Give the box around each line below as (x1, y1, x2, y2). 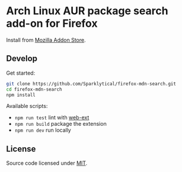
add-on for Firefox (6, 17, 98, 30)
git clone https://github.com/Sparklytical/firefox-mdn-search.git (6, 81, 177, 87)
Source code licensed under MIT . (6, 160, 88, 167)
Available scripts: (6, 103, 48, 110)
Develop (6, 53, 37, 63)
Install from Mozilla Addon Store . (6, 36, 86, 43)
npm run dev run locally (14, 126, 71, 134)
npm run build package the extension (14, 120, 107, 128)
